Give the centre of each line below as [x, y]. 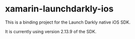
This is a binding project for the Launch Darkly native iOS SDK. [68, 22]
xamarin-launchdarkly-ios [59, 9]
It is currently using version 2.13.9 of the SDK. [51, 31]
